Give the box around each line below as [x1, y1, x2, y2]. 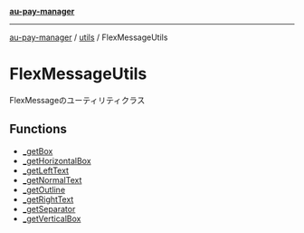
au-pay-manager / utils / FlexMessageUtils [9, 32, 168, 43]
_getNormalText [22, 174, 82, 185]
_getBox [22, 145, 53, 156]
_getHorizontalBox [22, 155, 92, 166]
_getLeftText [22, 165, 70, 176]
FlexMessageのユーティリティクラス [9, 94, 146, 105]
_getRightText [22, 193, 74, 205]
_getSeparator [22, 203, 76, 214]
